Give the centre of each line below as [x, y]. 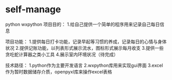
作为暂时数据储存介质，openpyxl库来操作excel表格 [59, 72]
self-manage [33, 9]
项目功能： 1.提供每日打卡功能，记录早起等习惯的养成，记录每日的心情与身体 [86, 42]
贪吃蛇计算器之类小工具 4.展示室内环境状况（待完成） [62, 54]
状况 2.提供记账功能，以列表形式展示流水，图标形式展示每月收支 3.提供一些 [84, 48]
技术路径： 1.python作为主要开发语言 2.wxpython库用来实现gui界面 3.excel [84, 65]
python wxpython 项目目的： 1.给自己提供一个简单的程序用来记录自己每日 [83, 24]
